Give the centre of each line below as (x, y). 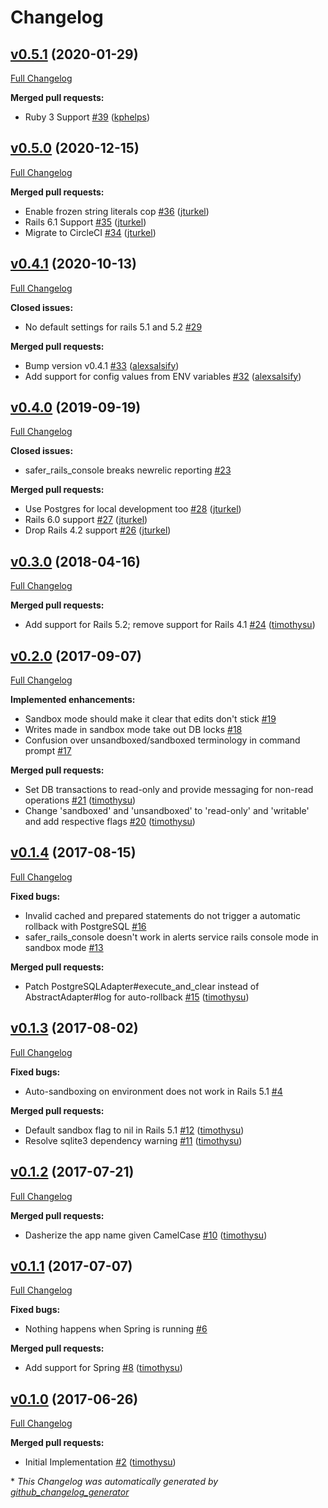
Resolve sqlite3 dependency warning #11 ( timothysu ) (133, 1140)
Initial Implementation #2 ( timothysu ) (100, 1462)
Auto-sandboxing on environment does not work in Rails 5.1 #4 (153, 1091)
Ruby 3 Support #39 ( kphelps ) (87, 117)
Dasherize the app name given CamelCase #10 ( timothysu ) (146, 1235)
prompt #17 (48, 751)
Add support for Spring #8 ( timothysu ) (103, 1368)
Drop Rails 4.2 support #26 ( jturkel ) (98, 530)
